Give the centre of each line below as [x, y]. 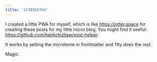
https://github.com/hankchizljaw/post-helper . [52, 34]
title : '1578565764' [27, 10]
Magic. [12, 54]
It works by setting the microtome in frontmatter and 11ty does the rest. [78, 44]
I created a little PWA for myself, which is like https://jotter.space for [75, 24]
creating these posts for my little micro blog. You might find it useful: [76, 29]
